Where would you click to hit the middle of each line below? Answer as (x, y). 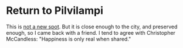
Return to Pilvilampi (55, 11)
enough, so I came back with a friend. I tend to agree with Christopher (91, 32)
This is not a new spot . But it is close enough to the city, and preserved (92, 27)
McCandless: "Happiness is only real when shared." (69, 39)
